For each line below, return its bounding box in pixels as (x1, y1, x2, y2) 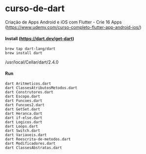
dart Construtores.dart (5, 90, 54, 95)
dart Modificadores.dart (5, 141, 56, 146)
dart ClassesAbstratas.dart (5, 145, 63, 151)
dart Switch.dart (5, 128, 41, 133)
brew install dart (5, 51, 42, 56)
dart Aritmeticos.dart (5, 81, 51, 86)
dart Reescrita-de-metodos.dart (5, 137, 71, 142)
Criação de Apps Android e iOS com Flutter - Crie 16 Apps (5, 19, 122, 25)
